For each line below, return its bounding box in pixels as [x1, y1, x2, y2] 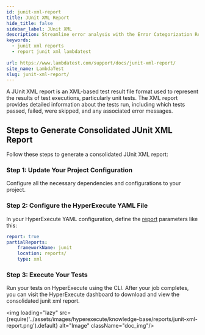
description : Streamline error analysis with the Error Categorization [6, 32, 192, 38]
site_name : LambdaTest [6, 65, 64, 72]
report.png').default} [6, 322, 59, 330]
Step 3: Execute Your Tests [6, 270, 88, 279]
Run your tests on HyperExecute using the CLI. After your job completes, [6, 284, 189, 292]
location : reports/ [17, 250, 67, 256]
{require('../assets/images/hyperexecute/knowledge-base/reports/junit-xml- [6, 316, 198, 323]
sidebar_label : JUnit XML [6, 26, 72, 32]
